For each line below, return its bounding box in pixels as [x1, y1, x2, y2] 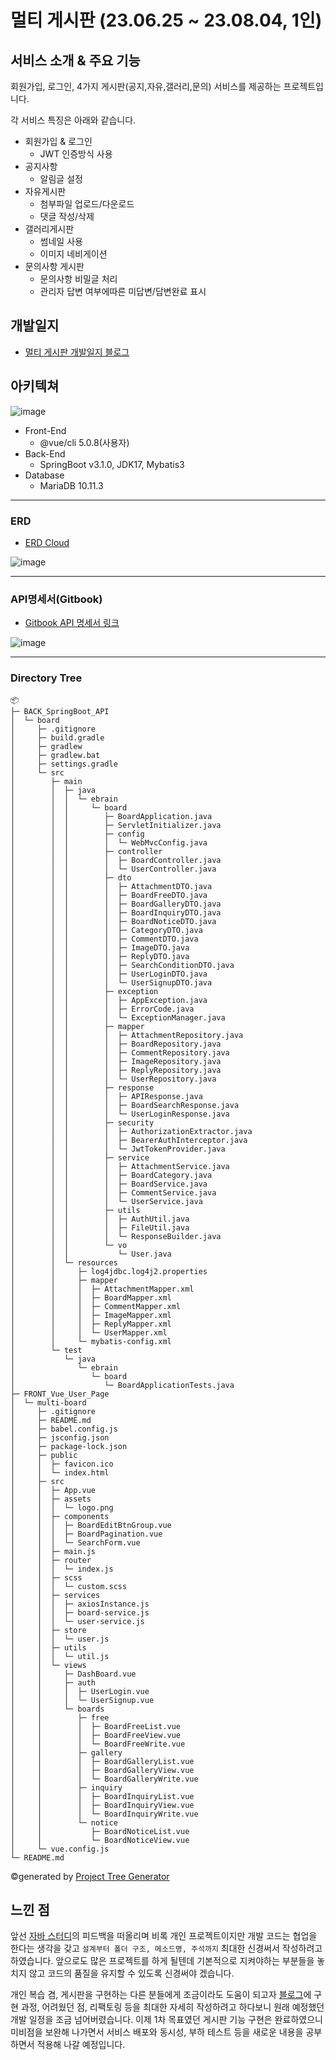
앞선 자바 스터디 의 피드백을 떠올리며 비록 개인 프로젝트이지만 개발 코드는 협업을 [10, 1930, 318, 1942]
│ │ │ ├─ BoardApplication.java [10, 811, 213, 821]
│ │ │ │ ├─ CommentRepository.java [10, 1047, 230, 1058]
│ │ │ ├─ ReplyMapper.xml [10, 1319, 172, 1329]
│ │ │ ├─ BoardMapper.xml [10, 1292, 172, 1303]
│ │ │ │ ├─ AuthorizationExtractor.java [10, 1126, 253, 1136]
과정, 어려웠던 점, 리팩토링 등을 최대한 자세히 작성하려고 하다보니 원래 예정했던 [20, 2001, 325, 2013]
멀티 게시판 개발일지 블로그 [24, 346, 130, 358]
